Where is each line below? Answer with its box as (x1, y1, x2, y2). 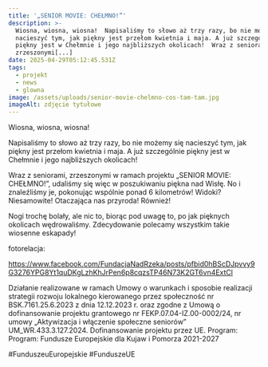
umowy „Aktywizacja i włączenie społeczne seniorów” (8, 317, 187, 327)
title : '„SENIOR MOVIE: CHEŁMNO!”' (8, 11, 127, 20)
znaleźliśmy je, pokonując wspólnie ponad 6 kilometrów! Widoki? (8, 187, 222, 197)
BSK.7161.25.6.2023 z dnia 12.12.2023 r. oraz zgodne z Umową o (8, 300, 221, 310)
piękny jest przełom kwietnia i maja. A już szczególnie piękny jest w (8, 147, 231, 156)
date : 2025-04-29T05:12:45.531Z (8, 57, 116, 65)
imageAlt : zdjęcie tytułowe (8, 101, 102, 109)
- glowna (15, 85, 45, 94)
